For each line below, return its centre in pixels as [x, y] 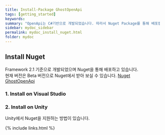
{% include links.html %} [30, 128]
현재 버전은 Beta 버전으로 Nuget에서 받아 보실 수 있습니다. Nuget [68, 75]
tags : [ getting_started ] [30, 14]
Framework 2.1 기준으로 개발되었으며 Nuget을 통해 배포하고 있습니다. [72, 69]
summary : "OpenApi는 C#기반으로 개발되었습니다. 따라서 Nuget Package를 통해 [77, 23]
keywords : [15, 19]
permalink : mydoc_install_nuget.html [44, 32]
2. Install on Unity [27, 107]
